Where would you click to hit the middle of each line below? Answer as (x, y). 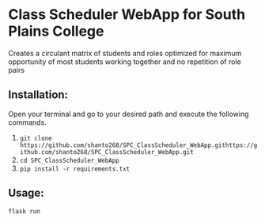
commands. (28, 122)
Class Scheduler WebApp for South (127, 15)
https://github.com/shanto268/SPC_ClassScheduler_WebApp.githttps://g (138, 145)
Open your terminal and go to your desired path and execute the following (129, 114)
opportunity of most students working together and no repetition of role (125, 62)
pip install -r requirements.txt (75, 169)
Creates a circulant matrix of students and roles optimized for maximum (125, 53)
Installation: (38, 95)
